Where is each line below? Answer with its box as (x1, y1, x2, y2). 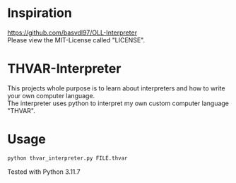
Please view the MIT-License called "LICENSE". (7, 35, 146, 44)
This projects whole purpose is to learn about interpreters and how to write (7, 83, 225, 93)
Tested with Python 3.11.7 (7, 167, 81, 176)
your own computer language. (7, 91, 95, 100)
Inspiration (7, 5, 72, 21)
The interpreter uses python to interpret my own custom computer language (7, 99, 230, 107)
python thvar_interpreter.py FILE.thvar (7, 154, 129, 162)
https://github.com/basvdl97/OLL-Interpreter (7, 28, 138, 37)
